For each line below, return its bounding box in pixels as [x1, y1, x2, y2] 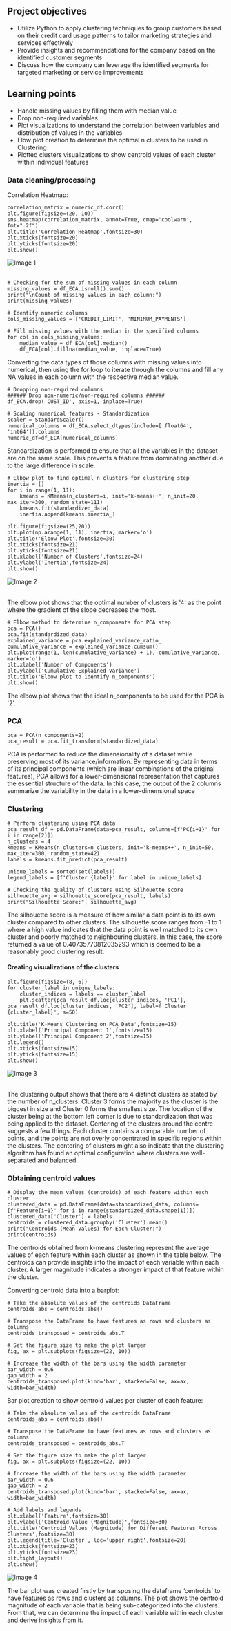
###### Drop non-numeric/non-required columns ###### [7, 392, 165, 399]
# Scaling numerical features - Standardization [7, 410, 150, 417]
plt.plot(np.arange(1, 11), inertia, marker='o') [7, 529, 153, 536]
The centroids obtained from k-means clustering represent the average [7, 1244, 210, 1252]
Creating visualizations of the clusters [7, 963, 119, 971]
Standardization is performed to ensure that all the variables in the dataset [7, 446, 219, 455]
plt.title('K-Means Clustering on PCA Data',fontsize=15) [7, 1020, 177, 1027]
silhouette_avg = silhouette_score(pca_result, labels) [7, 892, 171, 900]
